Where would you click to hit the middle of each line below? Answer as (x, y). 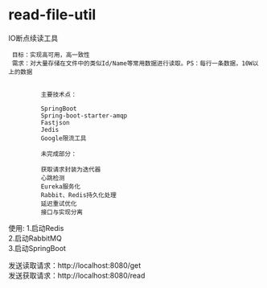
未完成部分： (59, 154)
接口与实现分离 (62, 212)
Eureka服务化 (61, 187)
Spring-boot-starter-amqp (84, 115)
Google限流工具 (64, 138)
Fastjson (55, 122)
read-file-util (52, 15)
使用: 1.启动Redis (36, 228)
